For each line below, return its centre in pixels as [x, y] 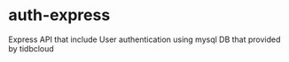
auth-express [59, 15]
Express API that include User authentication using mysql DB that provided [144, 39]
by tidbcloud [31, 48]
